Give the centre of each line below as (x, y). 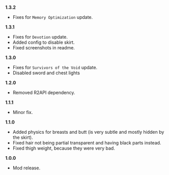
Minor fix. (23, 112)
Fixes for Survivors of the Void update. (55, 67)
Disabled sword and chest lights (46, 73)
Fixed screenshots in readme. (44, 48)
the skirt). (23, 137)
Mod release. (26, 168)
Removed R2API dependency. (44, 93)
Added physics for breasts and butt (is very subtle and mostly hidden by (88, 132)
